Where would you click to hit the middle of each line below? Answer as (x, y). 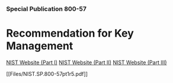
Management (40, 46)
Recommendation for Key (70, 33)
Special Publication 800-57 (47, 9)
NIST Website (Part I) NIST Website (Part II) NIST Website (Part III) (86, 62)
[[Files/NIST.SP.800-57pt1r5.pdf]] (47, 74)
